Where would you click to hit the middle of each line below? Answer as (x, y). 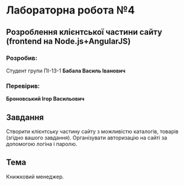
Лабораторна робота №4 (71, 10)
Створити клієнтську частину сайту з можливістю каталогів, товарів (92, 131)
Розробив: (22, 58)
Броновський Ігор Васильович (45, 99)
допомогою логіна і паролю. (42, 144)
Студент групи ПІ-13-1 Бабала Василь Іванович (66, 71)
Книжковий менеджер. (35, 177)
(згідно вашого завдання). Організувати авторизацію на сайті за (87, 137)
